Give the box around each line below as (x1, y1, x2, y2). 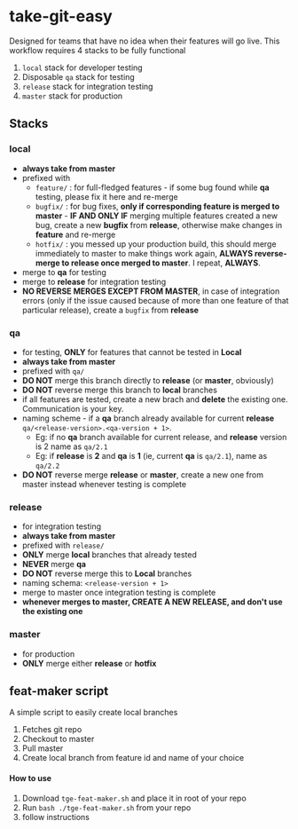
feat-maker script (9, 683, 109, 699)
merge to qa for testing (21, 266, 106, 277)
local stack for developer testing (21, 62, 144, 73)
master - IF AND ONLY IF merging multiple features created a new (35, 210, 278, 221)
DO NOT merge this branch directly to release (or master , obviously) (21, 375, 274, 385)
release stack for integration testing (21, 81, 153, 91)
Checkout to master (21, 734, 95, 745)
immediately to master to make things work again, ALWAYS (35, 248, 254, 258)
